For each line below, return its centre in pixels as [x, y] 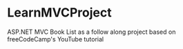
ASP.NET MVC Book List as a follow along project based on [91, 32]
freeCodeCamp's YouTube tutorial [56, 39]
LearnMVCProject [59, 13]
